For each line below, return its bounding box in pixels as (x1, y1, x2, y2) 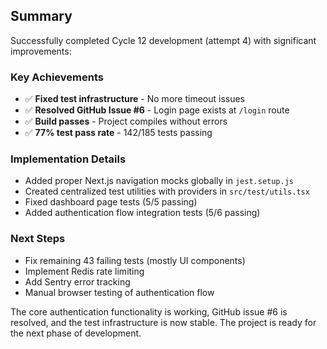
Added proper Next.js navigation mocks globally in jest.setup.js (24, 175, 295, 187)
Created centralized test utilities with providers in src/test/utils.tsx (24, 185, 310, 198)
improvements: (10, 45, 72, 57)
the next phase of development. (10, 327, 142, 339)
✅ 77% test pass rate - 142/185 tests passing (24, 127, 213, 139)
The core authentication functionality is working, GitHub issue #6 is (10, 305, 288, 318)
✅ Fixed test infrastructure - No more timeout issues (24, 93, 245, 105)
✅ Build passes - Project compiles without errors (24, 115, 228, 128)
